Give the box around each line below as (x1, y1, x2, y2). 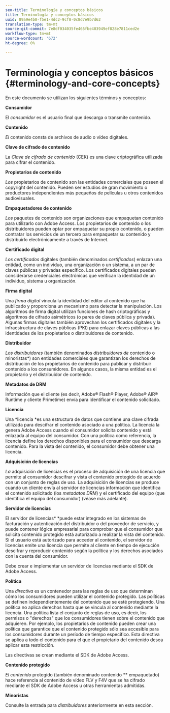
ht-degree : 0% (5, 41, 36, 46)
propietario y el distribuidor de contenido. (5, 371, 92, 377)
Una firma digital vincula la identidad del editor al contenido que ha (5, 297, 146, 303)
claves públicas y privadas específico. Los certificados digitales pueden (5, 267, 156, 273)
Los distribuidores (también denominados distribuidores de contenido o (5, 350, 155, 356)
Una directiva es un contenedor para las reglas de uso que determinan (5, 588, 153, 594)
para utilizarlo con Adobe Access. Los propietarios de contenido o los (5, 220, 151, 226)
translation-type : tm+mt (5, 21, 58, 27)
